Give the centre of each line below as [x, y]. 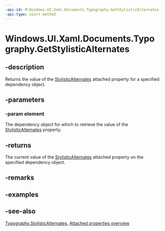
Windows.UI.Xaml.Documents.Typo [80, 39]
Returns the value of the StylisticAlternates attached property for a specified [82, 79]
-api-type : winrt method [30, 14]
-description [25, 67]
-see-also [20, 212]
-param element [25, 114]
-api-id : [14, 10]
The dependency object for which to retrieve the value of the [67, 125]
